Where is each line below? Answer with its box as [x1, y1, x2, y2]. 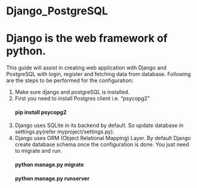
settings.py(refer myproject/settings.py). [14, 128, 115, 135]
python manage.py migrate [14, 160, 84, 168]
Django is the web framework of [6, 32, 168, 46]
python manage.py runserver [14, 175, 90, 182]
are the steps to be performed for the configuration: [6, 77, 134, 84]
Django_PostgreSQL [6, 4, 109, 18]
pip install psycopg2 [14, 108, 67, 116]
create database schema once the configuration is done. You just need [14, 141, 189, 148]
